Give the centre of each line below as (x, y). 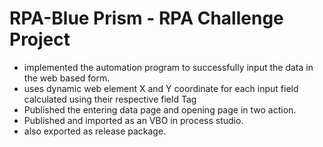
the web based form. (67, 78)
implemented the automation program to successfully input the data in (168, 67)
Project (40, 39)
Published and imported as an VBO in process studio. (133, 120)
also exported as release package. (95, 131)
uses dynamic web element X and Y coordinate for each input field (161, 88)
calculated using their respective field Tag (110, 99)
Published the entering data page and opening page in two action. (160, 109)
